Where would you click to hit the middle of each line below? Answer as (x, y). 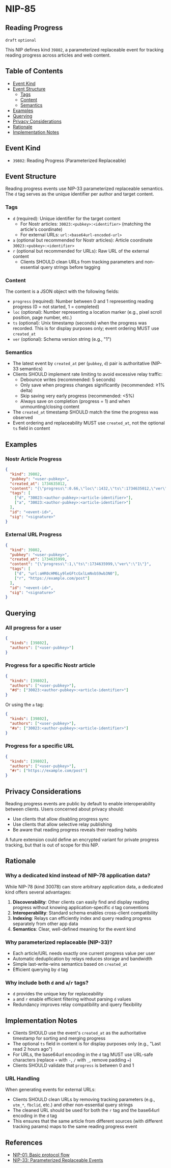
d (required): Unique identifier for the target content (66, 218)
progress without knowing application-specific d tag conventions (81, 907)
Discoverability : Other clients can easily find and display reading (81, 902)
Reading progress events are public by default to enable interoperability (80, 804)
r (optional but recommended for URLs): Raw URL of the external (81, 251)
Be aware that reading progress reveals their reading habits (75, 830)
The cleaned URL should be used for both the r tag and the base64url (86, 1110)
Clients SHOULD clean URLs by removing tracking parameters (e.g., (84, 1099)
